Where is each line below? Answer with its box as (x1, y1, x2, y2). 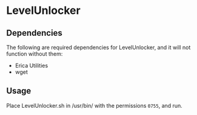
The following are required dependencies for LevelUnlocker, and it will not (6, 44, 191, 51)
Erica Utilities (15, 62, 48, 69)
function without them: (6, 50, 63, 57)
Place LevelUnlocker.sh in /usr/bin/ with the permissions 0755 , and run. (6, 102, 183, 109)
